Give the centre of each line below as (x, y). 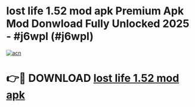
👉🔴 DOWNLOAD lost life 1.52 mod (93, 78)
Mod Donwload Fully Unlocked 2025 (98, 24)
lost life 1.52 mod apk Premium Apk (95, 11)
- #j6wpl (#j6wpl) (50, 36)
